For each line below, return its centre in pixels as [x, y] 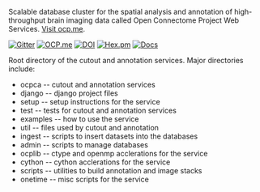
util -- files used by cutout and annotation [90, 128]
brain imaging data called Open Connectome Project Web [143, 20]
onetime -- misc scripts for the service [85, 179]
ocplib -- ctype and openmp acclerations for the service [114, 154]
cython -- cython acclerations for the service [95, 162]
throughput [27, 20]
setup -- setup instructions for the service [90, 102]
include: [22, 69]
